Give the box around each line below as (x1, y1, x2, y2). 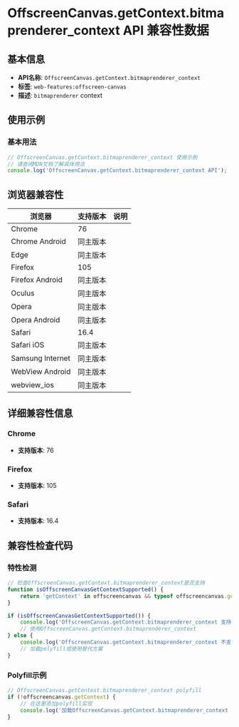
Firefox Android (11, 275, 63, 285)
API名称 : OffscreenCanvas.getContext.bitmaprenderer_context (17, 73, 201, 81)
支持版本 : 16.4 (17, 517, 59, 525)
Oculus (11, 288, 35, 298)
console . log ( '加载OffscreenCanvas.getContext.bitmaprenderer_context (20, 706, 229, 714)
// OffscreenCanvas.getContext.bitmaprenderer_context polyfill (7, 687, 202, 694)
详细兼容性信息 (7, 407, 73, 419)
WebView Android (11, 367, 71, 377)
